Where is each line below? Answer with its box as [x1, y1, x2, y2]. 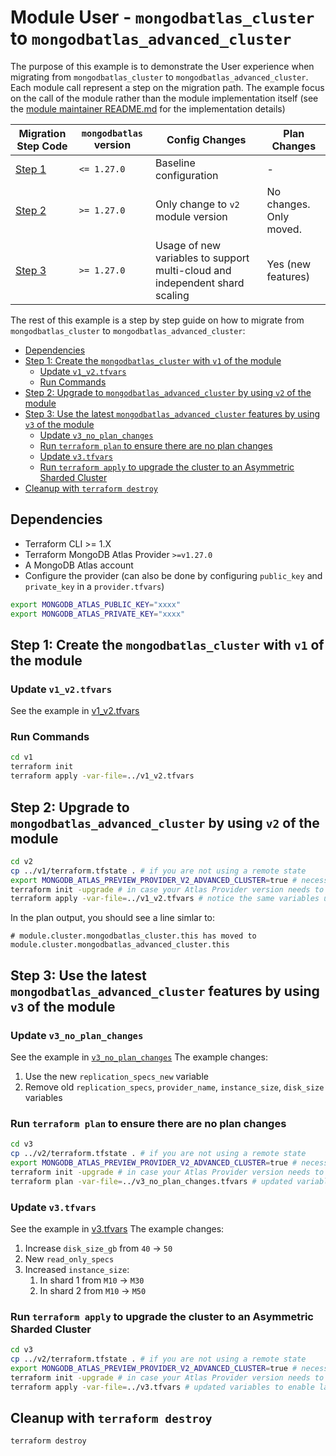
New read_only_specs [24, 1252, 115, 1265]
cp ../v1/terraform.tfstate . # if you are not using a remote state [10, 866, 307, 876]
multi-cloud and [155, 263, 232, 277]
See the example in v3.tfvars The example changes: [10, 1222, 225, 1235]
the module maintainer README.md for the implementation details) [10, 102, 286, 115]
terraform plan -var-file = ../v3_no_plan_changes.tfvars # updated [10, 1176, 293, 1186]
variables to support [155, 251, 250, 265]
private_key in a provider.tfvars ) [24, 580, 165, 592]
